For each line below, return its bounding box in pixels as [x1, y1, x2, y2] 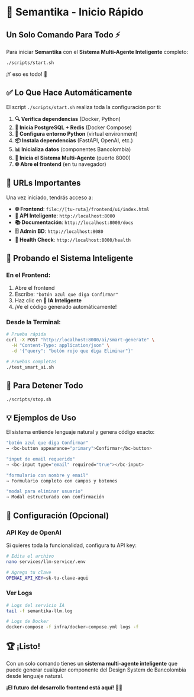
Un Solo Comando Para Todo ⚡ [6, 30, 121, 40]
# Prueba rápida [6, 331, 46, 337]
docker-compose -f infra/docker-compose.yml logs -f [6, 624, 139, 630]
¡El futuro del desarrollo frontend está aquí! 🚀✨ [6, 684, 123, 691]
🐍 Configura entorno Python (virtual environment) [14, 130, 138, 137]
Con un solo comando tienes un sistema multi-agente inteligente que [6, 660, 178, 667]
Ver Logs [6, 589, 33, 597]
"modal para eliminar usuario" [6, 488, 83, 494]
